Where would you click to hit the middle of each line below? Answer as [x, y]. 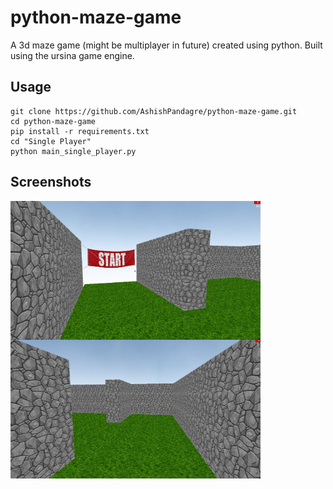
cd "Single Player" [51, 141]
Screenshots [51, 182]
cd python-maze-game [53, 121]
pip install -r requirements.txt [80, 131]
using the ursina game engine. [72, 55]
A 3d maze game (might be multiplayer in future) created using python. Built [166, 45]
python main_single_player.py [73, 151]
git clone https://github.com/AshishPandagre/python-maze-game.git [154, 111]
